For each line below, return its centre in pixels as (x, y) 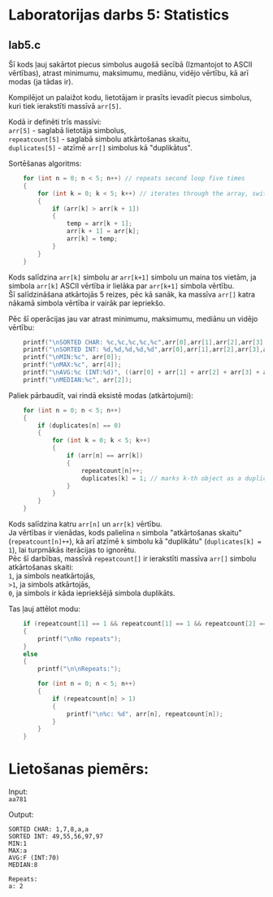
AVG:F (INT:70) (34, 858)
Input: (18, 792)
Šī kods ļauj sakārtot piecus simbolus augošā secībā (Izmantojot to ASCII (130, 64)
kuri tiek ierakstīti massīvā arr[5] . (65, 106)
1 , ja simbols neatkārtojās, (52, 576)
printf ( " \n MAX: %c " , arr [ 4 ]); (72, 365)
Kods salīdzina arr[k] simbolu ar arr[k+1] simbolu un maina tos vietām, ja (132, 277)
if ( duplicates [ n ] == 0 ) (80, 425)
